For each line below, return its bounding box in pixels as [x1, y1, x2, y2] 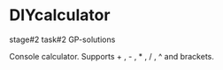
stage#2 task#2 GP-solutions [9, 34, 116, 45]
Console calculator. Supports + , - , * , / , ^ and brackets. [9, 51, 215, 61]
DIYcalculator [9, 5, 111, 25]
